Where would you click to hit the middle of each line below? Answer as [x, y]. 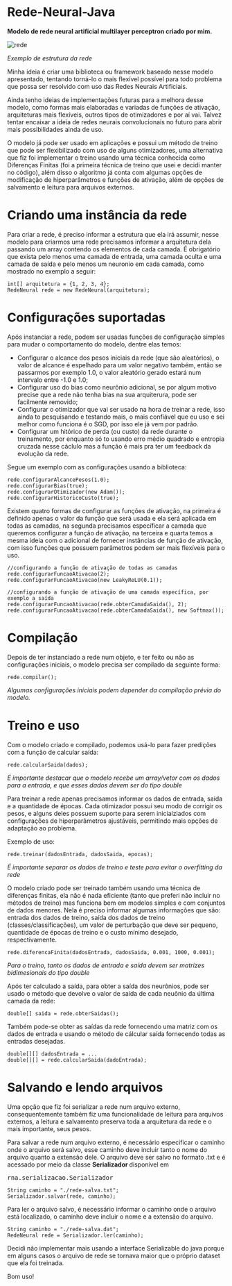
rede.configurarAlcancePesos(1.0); [59, 480]
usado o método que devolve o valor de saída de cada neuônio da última [111, 993]
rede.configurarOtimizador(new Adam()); [66, 492]
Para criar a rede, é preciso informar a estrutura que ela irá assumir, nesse [113, 234]
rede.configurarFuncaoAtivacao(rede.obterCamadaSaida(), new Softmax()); [116, 610]
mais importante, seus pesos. [49, 1128]
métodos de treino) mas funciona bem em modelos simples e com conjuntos [116, 903]
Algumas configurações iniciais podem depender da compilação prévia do [114, 690]
